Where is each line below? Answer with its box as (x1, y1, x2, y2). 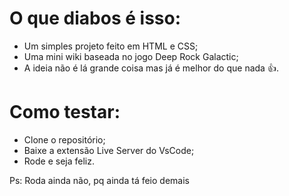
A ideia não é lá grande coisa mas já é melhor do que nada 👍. (23, 62, 279, 74)
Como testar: (9, 101, 121, 124)
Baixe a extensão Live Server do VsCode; (23, 144, 195, 156)
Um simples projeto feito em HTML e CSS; (23, 40, 199, 52)
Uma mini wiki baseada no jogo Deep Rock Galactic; (23, 50, 239, 62)
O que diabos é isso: (9, 7, 182, 30)
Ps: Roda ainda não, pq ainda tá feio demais (9, 174, 190, 186)
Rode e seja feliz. (23, 155, 95, 167)
